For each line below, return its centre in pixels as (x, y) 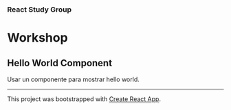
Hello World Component (59, 63)
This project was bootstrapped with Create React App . (84, 99)
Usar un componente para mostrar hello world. (73, 79)
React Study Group (40, 10)
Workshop (37, 38)
